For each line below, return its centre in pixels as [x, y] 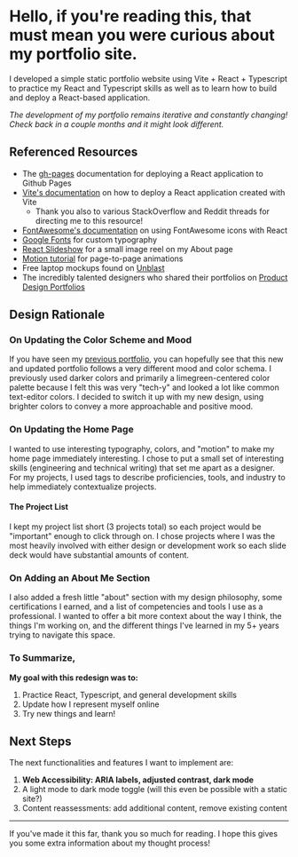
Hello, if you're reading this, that [130, 16]
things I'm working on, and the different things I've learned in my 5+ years [144, 626]
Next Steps [40, 741]
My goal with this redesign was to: [74, 678]
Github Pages [47, 183]
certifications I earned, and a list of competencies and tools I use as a [136, 607]
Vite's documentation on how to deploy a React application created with [153, 192]
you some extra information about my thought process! [110, 843]
